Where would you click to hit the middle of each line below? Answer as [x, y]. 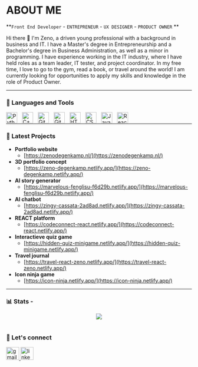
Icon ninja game [34, 274]
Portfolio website [36, 149]
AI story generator [37, 180]
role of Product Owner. [34, 82]
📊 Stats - [20, 302]
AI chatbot [28, 199]
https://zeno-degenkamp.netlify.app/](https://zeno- [88, 168]
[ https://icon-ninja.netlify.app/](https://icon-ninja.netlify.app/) [98, 280]
